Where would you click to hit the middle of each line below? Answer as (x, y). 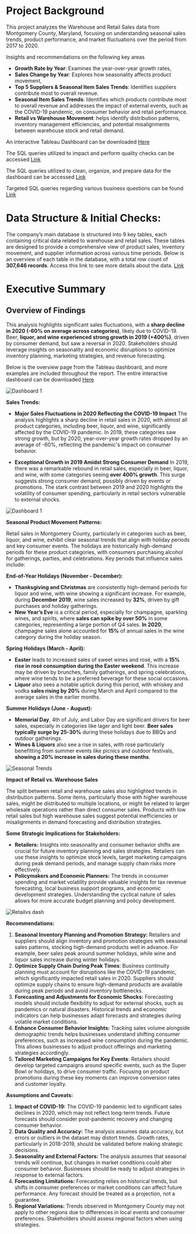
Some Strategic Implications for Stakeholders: (63, 833)
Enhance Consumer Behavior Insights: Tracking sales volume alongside (102, 1027)
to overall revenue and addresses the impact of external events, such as (101, 105)
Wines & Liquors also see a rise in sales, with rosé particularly (89, 744)
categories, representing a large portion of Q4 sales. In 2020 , (88, 624)
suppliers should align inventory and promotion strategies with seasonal (101, 941)
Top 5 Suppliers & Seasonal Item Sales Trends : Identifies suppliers (95, 87)
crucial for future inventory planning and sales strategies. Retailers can (99, 851)
